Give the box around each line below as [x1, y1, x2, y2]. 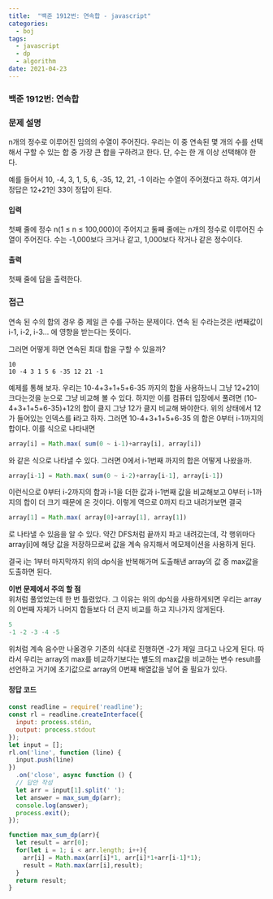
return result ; [15, 876, 67, 884]
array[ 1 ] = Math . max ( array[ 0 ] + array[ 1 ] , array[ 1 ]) [8, 514, 187, 522]
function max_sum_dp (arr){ [8, 831, 100, 840]
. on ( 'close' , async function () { [15, 771, 132, 780]
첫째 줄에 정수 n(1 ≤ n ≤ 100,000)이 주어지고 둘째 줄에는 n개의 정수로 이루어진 [8, 224, 256, 234]
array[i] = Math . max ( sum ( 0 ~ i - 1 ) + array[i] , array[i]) [8, 440, 201, 448]
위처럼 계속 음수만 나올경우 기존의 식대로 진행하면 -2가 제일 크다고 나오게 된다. [8, 644, 256, 654]
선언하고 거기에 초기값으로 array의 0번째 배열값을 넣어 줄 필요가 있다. [8, 664, 227, 675]
